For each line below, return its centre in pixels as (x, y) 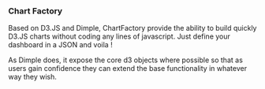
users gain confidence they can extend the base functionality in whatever (127, 69)
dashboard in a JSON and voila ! (60, 45)
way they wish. (33, 77)
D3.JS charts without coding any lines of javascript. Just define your (119, 36)
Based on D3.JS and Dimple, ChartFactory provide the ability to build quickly (132, 28)
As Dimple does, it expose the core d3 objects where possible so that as (125, 60)
